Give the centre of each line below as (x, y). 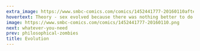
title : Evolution (28, 39)
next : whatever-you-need (37, 28)
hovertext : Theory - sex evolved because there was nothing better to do (100, 17)
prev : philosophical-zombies (42, 33)
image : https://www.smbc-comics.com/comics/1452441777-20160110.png (93, 22)
